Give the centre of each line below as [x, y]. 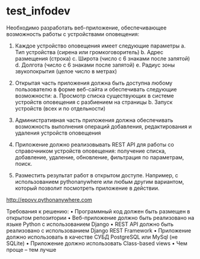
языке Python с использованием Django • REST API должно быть [90, 224]
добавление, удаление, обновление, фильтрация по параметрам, [99, 157]
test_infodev [38, 11]
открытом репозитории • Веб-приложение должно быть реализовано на [100, 218]
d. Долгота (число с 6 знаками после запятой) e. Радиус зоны [95, 65]
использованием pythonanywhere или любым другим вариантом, [99, 181]
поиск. [23, 163]
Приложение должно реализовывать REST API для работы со [95, 144]
